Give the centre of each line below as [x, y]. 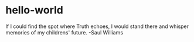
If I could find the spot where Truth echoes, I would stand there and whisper [97, 26]
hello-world [35, 10]
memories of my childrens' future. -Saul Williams [64, 32]
